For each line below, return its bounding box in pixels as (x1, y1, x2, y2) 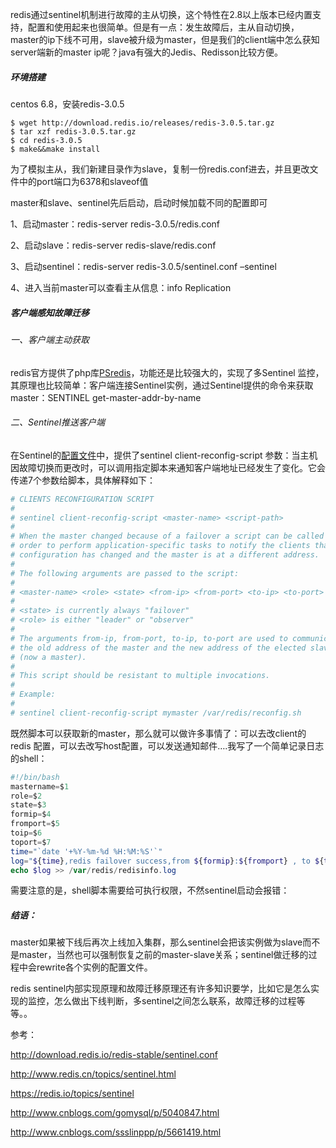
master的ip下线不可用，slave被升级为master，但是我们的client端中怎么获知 (10, 34, 320, 45)
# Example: (10, 689, 56, 700)
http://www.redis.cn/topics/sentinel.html (10, 1068, 177, 1080)
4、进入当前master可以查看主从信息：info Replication (10, 281, 232, 293)
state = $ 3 (10, 800, 47, 810)
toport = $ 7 (10, 837, 52, 847)
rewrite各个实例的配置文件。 (36, 961, 153, 973)
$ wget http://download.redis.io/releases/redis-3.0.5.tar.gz (10, 118, 275, 128)
